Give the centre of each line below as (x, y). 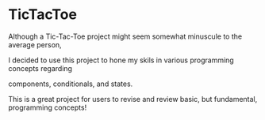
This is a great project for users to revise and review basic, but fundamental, (133, 99)
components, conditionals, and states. (71, 84)
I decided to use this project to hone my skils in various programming (121, 60)
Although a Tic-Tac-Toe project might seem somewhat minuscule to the (125, 36)
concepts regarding (40, 68)
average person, (35, 44)
